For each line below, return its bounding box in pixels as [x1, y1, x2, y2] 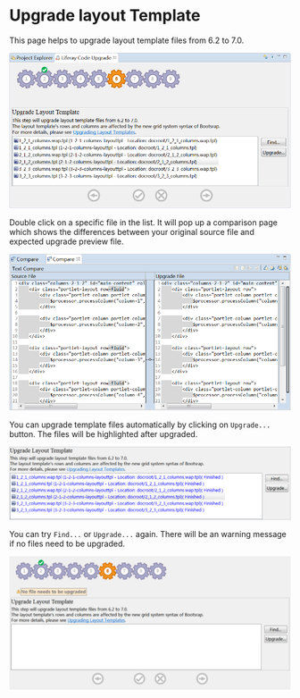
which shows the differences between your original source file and [9, 226, 254, 237]
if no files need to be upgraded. [9, 538, 126, 549]
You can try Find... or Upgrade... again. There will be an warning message [9, 528, 287, 539]
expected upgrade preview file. [9, 236, 124, 247]
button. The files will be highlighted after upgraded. [9, 428, 198, 439]
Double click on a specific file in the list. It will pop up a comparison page [9, 216, 279, 228]
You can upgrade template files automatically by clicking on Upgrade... [9, 419, 271, 430]
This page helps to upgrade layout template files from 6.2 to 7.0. [9, 35, 245, 46]
